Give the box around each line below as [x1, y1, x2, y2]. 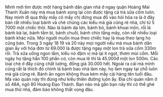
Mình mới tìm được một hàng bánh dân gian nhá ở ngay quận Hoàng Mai [5, 4, 150, 10]
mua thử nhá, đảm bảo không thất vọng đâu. [5, 87, 94, 92]
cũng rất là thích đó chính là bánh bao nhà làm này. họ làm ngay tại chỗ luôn [5, 66, 158, 72]
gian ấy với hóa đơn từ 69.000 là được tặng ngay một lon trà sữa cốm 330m [5, 46, 157, 51]
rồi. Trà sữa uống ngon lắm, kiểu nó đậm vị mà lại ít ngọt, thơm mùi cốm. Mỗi [5, 50, 158, 56]
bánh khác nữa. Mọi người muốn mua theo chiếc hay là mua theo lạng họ [5, 35, 151, 41]
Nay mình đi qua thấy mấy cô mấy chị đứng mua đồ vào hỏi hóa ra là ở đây [5, 15, 155, 20]
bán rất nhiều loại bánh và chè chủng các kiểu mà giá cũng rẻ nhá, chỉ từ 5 [5, 19, 155, 25]
